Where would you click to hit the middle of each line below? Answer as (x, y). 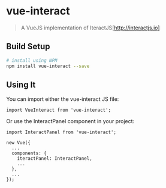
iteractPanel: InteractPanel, (55, 159)
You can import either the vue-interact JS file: (63, 99)
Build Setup (28, 47)
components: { (29, 153)
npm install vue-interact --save (48, 66)
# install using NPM (32, 60)
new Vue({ (19, 143)
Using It (21, 84)
